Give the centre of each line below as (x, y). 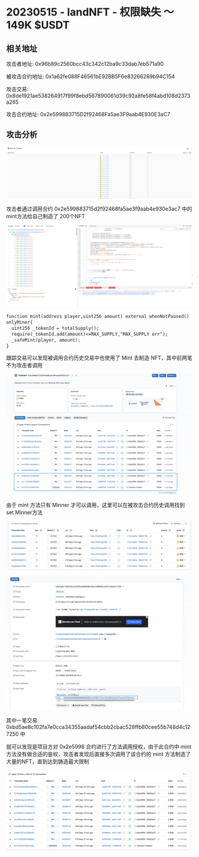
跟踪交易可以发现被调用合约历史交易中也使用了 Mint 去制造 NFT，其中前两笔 (99, 358)
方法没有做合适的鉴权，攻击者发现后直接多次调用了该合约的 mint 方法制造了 (99, 754)
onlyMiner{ (20, 322)
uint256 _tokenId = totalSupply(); (55, 328)
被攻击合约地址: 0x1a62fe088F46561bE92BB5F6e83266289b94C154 (91, 77)
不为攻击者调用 (24, 365)
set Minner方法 (25, 512)
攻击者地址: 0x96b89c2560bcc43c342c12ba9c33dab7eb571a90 (85, 64)
